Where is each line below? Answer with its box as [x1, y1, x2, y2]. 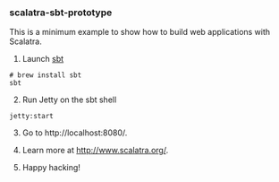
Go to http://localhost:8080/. [21, 127, 128, 138]
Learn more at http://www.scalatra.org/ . [21, 145, 169, 156]
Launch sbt [21, 54, 64, 65]
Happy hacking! [21, 162, 80, 173]
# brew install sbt [9, 71, 82, 80]
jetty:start [9, 112, 54, 121]
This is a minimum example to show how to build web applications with [9, 27, 271, 38]
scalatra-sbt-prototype [9, 6, 113, 19]
